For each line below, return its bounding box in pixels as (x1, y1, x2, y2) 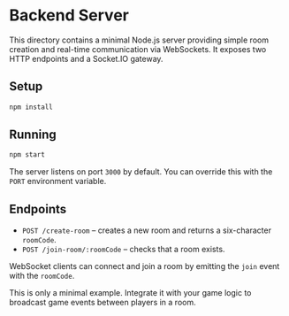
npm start (9, 150, 46, 159)
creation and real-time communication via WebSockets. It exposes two (9, 43, 267, 54)
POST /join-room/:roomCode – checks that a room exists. (21, 244, 225, 255)
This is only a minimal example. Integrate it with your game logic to (9, 288, 252, 298)
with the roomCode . (9, 271, 75, 281)
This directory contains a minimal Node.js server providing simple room (9, 35, 270, 45)
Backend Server (9, 5, 130, 26)
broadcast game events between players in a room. (9, 297, 196, 308)
